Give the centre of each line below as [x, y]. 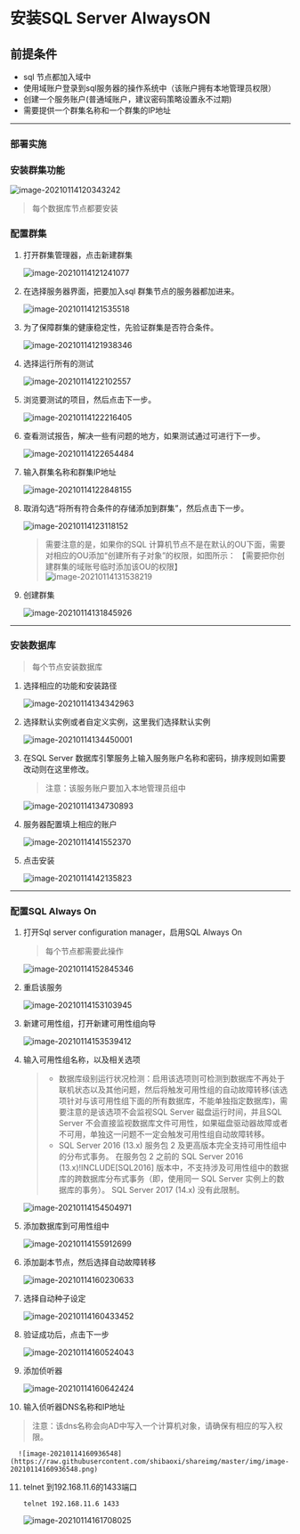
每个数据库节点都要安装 [75, 208]
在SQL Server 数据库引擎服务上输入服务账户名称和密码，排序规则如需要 [154, 758]
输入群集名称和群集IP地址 [69, 472]
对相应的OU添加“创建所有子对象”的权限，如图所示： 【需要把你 [161, 555]
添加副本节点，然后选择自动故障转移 [89, 1262]
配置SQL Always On [53, 911]
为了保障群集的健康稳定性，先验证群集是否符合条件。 [121, 327]
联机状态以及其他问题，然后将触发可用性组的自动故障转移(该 [169, 1090]
